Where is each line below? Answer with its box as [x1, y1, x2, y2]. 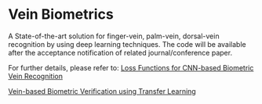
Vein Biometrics [8, 5, 114, 23]
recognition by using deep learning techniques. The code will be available [8, 39, 246, 48]
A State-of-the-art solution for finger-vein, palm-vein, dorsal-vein [8, 31, 220, 41]
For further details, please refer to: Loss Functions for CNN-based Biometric [8, 63, 254, 72]
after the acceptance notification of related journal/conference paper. [8, 48, 233, 57]
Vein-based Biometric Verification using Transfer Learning [8, 86, 196, 95]
